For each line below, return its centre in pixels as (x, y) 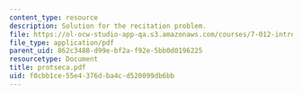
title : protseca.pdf (48, 68)
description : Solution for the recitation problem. (108, 26)
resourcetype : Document (54, 59)
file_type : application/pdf (62, 43)
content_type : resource (54, 17)
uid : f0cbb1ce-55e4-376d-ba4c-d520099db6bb (92, 76)
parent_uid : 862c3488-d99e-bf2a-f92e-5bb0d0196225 (106, 51)
